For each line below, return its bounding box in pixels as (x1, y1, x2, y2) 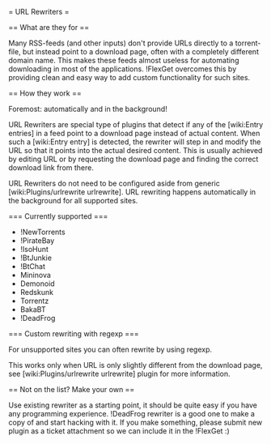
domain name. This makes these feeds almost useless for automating (8, 56, 239, 65)
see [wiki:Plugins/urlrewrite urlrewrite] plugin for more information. (8, 369, 231, 378)
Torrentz (19, 296, 49, 305)
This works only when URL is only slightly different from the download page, (8, 361, 263, 369)
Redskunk (19, 288, 54, 297)
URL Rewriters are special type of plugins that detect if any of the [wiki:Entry (8, 120, 264, 129)
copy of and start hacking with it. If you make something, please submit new (8, 417, 263, 427)
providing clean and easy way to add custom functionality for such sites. (8, 73, 251, 82)
